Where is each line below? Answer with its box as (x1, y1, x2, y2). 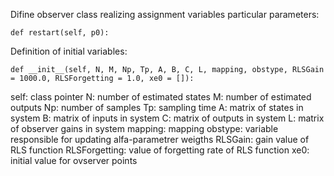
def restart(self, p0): (10, 28, 110, 38)
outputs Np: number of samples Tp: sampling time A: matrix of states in (10, 102, 304, 113)
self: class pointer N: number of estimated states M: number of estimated (10, 91, 312, 103)
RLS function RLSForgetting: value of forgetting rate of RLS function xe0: (10, 144, 310, 156)
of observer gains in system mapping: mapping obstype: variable (10, 123, 279, 134)
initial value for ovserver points (10, 155, 138, 166)
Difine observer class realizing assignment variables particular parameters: (10, 9, 320, 20)
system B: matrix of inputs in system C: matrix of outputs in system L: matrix (10, 112, 325, 124)
